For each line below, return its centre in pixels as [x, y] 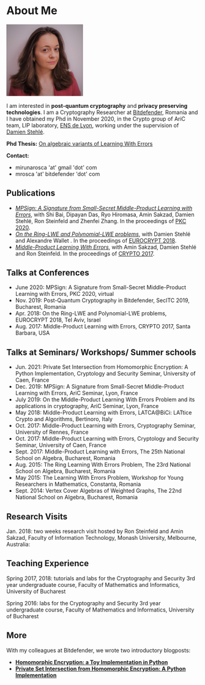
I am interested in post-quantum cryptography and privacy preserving [97, 105]
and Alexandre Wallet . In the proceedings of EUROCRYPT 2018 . [96, 240]
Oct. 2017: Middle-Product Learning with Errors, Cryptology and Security [107, 439]
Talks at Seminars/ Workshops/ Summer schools [102, 352]
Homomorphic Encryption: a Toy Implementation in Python [91, 662]
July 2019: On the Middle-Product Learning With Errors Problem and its [105, 399]
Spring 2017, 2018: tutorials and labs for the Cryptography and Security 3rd [101, 578]
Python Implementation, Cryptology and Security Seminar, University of [105, 374]
